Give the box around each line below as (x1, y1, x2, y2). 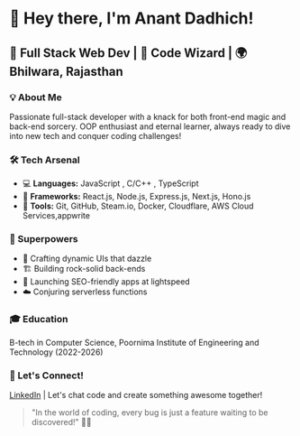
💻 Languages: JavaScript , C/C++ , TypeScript (22, 178, 199, 189)
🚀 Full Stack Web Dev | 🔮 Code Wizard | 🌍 (9, 45, 248, 60)
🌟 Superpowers (9, 233, 78, 246)
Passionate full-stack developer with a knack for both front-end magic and (9, 111, 286, 122)
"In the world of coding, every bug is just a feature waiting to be (31, 407, 268, 418)
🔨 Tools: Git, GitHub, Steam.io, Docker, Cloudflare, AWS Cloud (22, 200, 254, 211)
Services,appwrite (22, 210, 90, 221)
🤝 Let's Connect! (9, 369, 84, 382)
